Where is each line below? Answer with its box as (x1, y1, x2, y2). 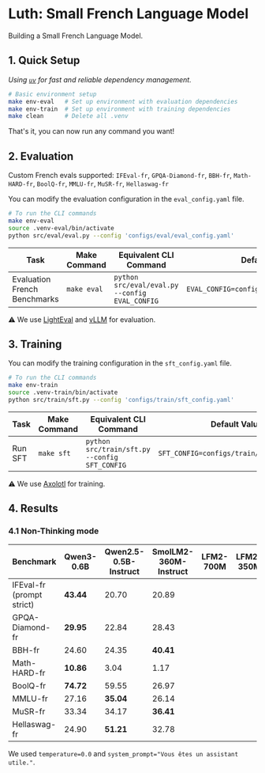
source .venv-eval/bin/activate (8, 224, 114, 232)
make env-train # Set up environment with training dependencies (8, 104, 231, 113)
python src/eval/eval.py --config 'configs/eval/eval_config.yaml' (8, 231, 235, 240)
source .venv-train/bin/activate (8, 388, 118, 396)
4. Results (8, 502, 59, 515)
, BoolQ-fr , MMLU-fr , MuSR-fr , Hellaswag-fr (32, 179, 170, 188)
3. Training (8, 337, 62, 351)
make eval (66, 284, 104, 294)
